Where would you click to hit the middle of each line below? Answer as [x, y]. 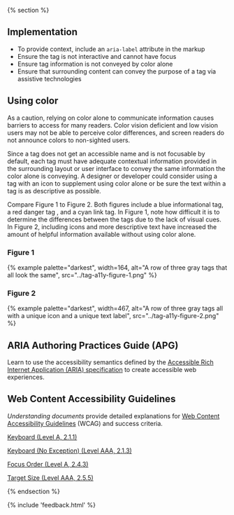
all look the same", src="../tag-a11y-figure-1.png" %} [82, 275]
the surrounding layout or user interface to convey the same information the [116, 168]
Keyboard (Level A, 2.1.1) [42, 437]
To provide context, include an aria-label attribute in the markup [111, 49]
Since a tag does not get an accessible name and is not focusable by [106, 153]
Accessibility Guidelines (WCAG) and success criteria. [85, 423]
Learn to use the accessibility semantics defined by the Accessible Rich [111, 362]
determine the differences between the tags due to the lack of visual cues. [114, 219]
